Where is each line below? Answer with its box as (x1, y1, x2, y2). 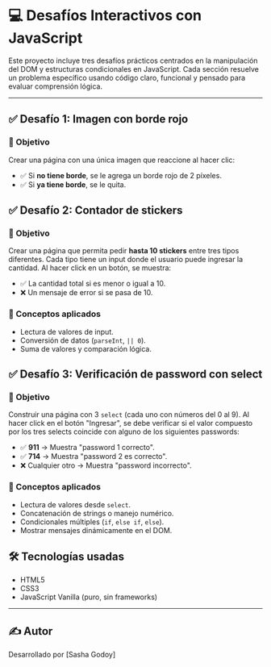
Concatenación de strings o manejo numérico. (19, 508, 174, 518)
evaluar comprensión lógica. (8, 81, 103, 91)
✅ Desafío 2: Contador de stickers (8, 203, 183, 218)
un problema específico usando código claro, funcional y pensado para (8, 73, 246, 82)
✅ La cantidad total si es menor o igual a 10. (19, 279, 166, 289)
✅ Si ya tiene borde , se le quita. (19, 179, 127, 190)
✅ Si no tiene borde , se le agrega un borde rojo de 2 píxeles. (19, 170, 222, 180)
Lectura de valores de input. (19, 327, 115, 336)
